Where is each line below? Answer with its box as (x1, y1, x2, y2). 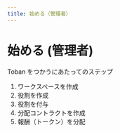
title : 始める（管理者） (7, 10, 72, 18)
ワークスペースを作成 (17, 82, 79, 91)
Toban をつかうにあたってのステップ (7, 67, 114, 76)
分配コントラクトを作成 (17, 108, 86, 117)
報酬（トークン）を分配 (17, 117, 86, 126)
